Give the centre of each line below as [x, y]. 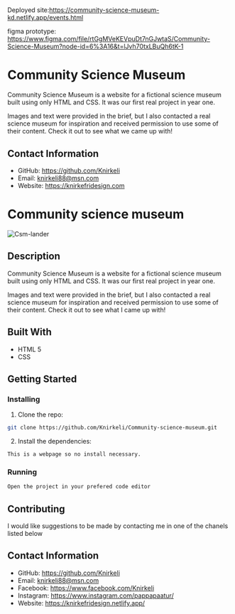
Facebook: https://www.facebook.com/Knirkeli [86, 588]
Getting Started [42, 379]
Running [22, 472]
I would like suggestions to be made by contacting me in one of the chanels [118, 526]
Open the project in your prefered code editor [79, 487]
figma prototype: [32, 31]
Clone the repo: [40, 415]
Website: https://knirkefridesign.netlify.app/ [81, 603]
